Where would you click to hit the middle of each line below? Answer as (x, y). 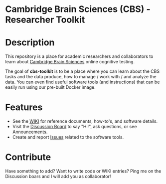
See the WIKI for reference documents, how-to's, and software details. (85, 121)
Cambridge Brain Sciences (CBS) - (78, 9)
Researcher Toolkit (45, 20)
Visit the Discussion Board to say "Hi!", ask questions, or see (75, 127)
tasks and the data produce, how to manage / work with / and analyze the (81, 77)
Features (24, 107)
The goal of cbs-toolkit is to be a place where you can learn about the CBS (83, 71)
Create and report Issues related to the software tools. (68, 137)
